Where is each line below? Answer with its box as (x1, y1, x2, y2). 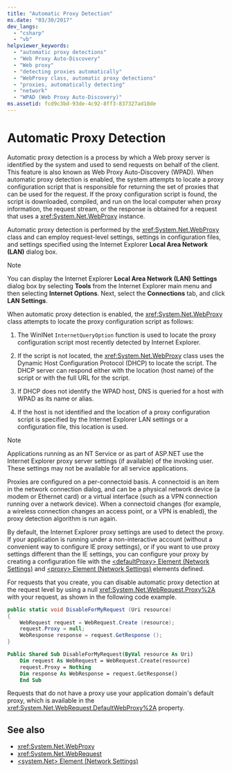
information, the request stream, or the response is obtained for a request (7, 204, 217, 213)
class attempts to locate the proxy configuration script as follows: (7, 317, 194, 326)
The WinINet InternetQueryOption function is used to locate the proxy (17, 331, 217, 339)
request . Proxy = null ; (19, 625, 85, 633)
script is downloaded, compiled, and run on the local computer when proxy (7, 197, 222, 205)
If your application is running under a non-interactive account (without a (7, 535, 213, 543)
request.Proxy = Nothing (19, 663, 91, 671)
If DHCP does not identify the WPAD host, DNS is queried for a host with (17, 387, 224, 395)
